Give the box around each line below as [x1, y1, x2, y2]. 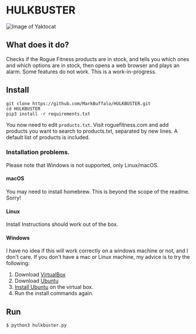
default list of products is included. [6, 133, 90, 141]
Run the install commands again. [14, 290, 94, 297]
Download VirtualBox [14, 271, 66, 278]
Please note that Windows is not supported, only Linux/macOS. [6, 161, 159, 168]
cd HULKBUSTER [6, 106, 41, 112]
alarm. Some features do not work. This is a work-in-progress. [6, 68, 157, 75]
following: [6, 259, 30, 267]
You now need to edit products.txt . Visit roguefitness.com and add [6, 121, 169, 128]
